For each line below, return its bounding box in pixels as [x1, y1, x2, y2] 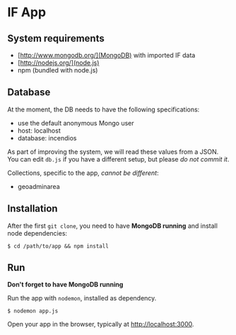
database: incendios [17, 133, 77, 142]
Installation [7, 202, 58, 215]
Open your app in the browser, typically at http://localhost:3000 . [7, 320, 194, 329]
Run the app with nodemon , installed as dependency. [7, 294, 157, 303]
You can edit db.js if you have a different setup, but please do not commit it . [7, 154, 230, 163]
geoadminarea [17, 182, 60, 190]
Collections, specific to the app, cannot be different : [7, 169, 159, 177]
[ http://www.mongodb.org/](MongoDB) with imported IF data [17, 51, 196, 59]
